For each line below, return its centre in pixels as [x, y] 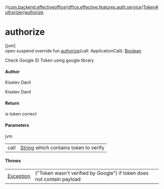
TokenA [151, 7]
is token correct [21, 114]
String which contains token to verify [62, 147]
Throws [13, 161]
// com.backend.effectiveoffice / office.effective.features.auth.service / [74, 7]
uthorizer [14, 12]
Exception [19, 176]
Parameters [17, 125]
